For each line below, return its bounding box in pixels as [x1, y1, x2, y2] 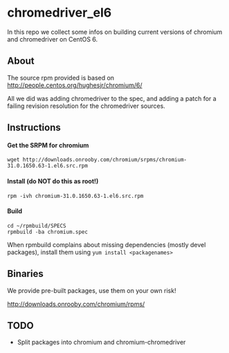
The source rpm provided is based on [7, 73, 115, 82]
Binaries [7, 268, 44, 280]
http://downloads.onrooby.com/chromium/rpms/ [7, 300, 145, 308]
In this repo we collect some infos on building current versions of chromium [7, 28, 223, 36]
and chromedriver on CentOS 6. [7, 35, 98, 43]
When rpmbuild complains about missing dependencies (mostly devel [7, 240, 206, 248]
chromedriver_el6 [7, 5, 112, 21]
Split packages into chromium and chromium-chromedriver [17, 338, 186, 347]
